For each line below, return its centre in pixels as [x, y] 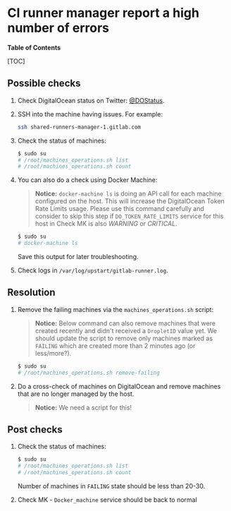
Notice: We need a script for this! [83, 407]
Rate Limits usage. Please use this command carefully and [119, 209]
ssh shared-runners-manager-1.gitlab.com [79, 127]
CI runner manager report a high [103, 13]
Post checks [35, 429]
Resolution [31, 293]
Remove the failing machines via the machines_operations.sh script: [115, 309]
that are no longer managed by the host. [76, 394]
